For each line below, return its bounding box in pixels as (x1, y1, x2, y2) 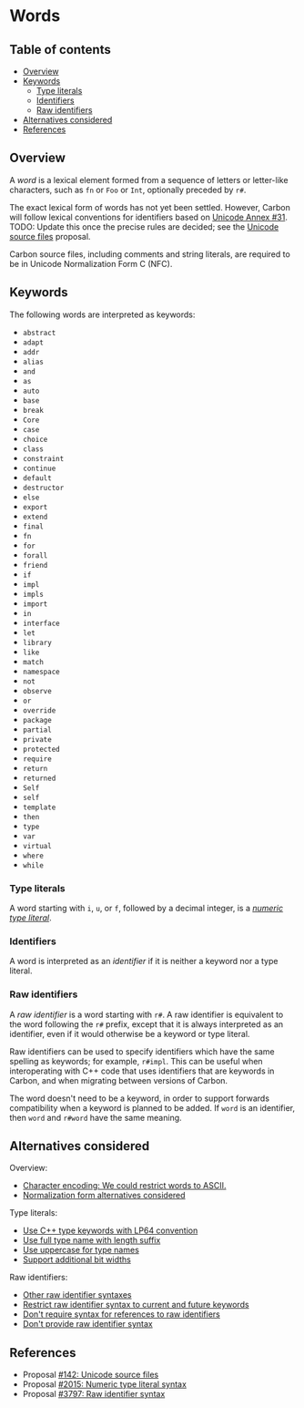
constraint (22, 454, 65, 463)
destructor (22, 483, 65, 492)
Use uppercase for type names (22, 1245, 139, 1256)
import (22, 599, 48, 609)
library (22, 638, 52, 647)
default (22, 473, 52, 483)
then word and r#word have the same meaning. (9, 1112, 182, 1123)
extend (22, 512, 48, 521)
